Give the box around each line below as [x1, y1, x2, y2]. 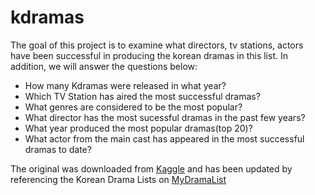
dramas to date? [24, 143, 92, 155]
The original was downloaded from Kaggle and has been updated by [10, 162, 293, 175]
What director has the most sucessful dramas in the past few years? [24, 111, 306, 123]
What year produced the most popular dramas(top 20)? [24, 122, 253, 134]
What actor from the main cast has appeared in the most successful [24, 132, 305, 145]
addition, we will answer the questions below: [10, 60, 198, 72]
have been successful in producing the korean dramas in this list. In [10, 49, 288, 61]
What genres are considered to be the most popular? [24, 101, 243, 113]
